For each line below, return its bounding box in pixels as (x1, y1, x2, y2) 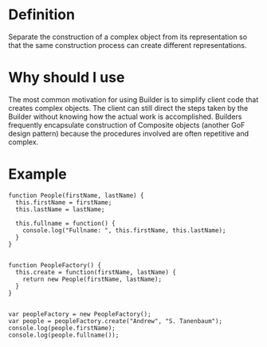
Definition (8, 6, 76, 24)
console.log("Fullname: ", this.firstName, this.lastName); (22, 226, 226, 235)
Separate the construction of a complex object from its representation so (8, 32, 248, 41)
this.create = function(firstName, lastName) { (15, 268, 177, 276)
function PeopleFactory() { (8, 261, 102, 269)
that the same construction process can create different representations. (8, 40, 247, 49)
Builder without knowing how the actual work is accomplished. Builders (8, 112, 242, 121)
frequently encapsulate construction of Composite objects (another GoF (8, 120, 245, 129)
